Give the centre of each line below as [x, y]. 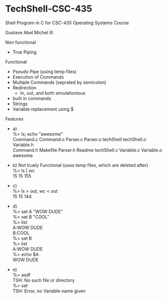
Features [14, 118]
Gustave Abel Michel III [29, 32]
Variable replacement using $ [43, 109]
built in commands [32, 98]
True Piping [24, 52]
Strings [20, 103]
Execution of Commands [38, 77]
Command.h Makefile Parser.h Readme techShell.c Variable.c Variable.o [87, 150]
